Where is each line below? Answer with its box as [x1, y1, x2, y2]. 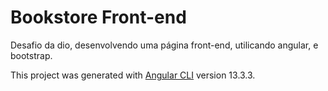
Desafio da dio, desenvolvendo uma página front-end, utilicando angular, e [10, 39, 319, 51]
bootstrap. [10, 49, 53, 61]
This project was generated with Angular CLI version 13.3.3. [10, 69, 256, 81]
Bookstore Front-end [10, 6, 187, 29]
